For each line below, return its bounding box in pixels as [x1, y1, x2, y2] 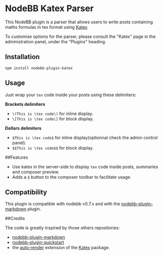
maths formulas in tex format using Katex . [5, 24, 89, 30]
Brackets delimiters [5, 101, 45, 107]
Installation [5, 53, 40, 61]
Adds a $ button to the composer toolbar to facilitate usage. [12, 174, 131, 180]
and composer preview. [12, 169, 59, 175]
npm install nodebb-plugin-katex [5, 66, 73, 70]
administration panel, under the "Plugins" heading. [5, 38, 106, 44]
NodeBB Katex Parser [5, 3, 94, 14]
